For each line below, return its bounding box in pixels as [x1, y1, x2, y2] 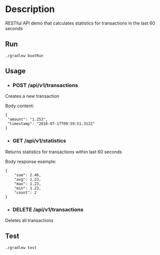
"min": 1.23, [14, 185, 41, 191]
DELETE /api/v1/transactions [12, 206, 83, 213]
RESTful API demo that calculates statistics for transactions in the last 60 [5, 20, 155, 26]
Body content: [5, 103, 34, 109]
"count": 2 [14, 190, 37, 195]
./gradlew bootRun [5, 53, 43, 58]
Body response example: [5, 158, 56, 164]
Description [5, 4, 55, 15]
